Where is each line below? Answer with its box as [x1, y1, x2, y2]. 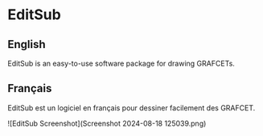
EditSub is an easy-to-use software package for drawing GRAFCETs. [7, 58, 235, 68]
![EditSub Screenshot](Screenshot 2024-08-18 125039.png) [7, 118, 207, 128]
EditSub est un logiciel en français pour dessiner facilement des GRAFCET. [7, 102, 256, 113]
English [7, 38, 46, 51]
